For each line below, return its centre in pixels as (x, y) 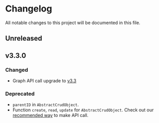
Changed (17, 70)
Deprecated (20, 93)
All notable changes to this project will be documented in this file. (73, 23)
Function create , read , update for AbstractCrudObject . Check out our (83, 110)
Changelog (29, 9)
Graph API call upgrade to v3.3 (44, 81)
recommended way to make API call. (50, 115)
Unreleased (24, 38)
